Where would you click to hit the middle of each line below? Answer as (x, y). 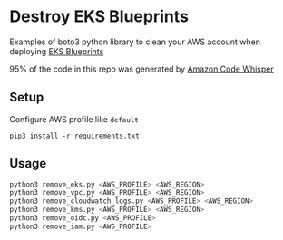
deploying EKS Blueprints (57, 51)
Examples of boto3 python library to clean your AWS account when (135, 42)
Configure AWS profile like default (74, 119)
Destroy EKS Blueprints (99, 17)
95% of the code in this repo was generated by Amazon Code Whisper (141, 69)
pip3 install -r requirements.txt (75, 136)
